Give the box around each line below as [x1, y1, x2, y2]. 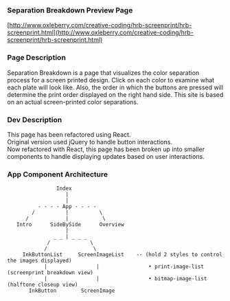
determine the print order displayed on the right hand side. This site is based [7, 90, 224, 98]
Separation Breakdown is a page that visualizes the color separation [7, 68, 200, 77]
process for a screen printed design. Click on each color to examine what [7, 76, 215, 84]
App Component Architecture [7, 169, 108, 179]
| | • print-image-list [43, 263, 205, 270]
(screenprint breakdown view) [7, 269, 94, 276]
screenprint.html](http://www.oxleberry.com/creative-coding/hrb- [7, 28, 194, 36]
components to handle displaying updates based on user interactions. [7, 152, 205, 160]
